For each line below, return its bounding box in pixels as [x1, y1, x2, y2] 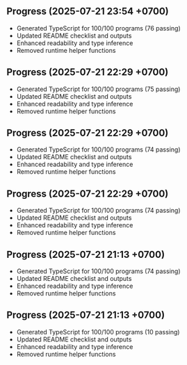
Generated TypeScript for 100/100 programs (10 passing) [16, 327, 180, 336]
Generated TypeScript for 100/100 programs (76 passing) [16, 24, 181, 32]
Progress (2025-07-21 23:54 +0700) [6, 6, 170, 17]
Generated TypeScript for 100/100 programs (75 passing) [16, 85, 181, 93]
